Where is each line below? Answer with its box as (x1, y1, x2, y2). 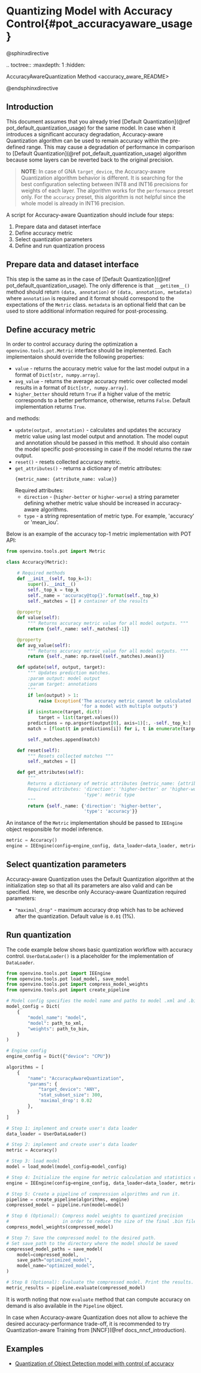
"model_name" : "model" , (28, 1015, 87, 1021)
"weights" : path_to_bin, (28, 1025, 90, 1032)
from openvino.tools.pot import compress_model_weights (6, 982, 148, 988)
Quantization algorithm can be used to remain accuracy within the (6, 137, 169, 144)
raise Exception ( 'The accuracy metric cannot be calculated (38, 698, 191, 704)
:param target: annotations (28, 681, 98, 687)
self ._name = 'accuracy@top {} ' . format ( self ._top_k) (28, 593, 160, 599)
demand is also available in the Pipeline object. (6, 1302, 124, 1309)
